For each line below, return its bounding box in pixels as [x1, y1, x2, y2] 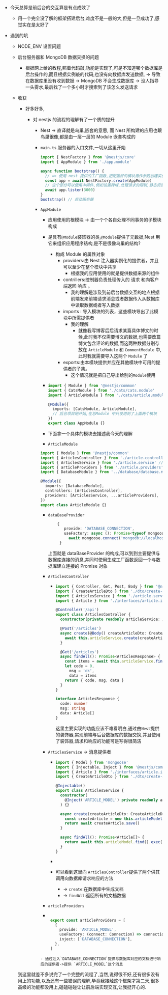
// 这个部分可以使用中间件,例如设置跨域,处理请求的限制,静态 [45, 183, 157, 188]
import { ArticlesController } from [40, 455, 118, 460]
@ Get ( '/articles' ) [60, 649, 99, 654]
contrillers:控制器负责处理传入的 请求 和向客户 [63, 277, 159, 283]
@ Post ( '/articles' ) [60, 626, 102, 631]
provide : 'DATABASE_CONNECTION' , [63, 526, 135, 531]
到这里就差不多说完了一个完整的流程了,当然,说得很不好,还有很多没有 [17, 971, 160, 977]
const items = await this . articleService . [64, 659, 156, 664]
